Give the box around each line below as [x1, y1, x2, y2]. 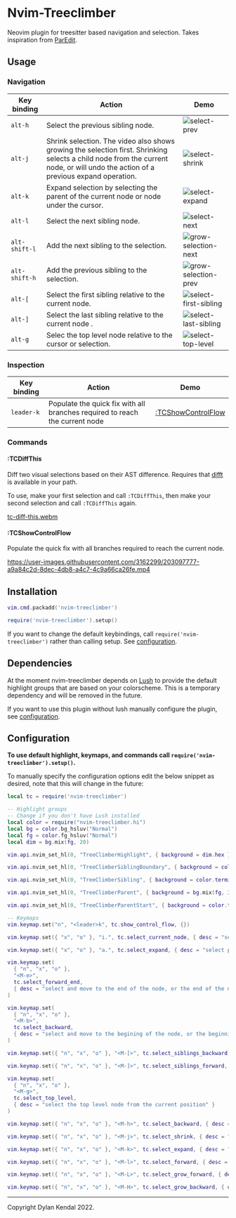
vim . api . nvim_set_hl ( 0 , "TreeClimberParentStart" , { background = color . [7, 902, 228, 909]
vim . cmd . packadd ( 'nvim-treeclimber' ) [7, 604, 118, 612]
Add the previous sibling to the [46, 265, 147, 275]
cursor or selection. [46, 339, 111, 348]
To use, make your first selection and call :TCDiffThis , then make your [7, 492, 211, 500]
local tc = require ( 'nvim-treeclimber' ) [7, 793, 128, 800]
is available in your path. [7, 478, 78, 486]
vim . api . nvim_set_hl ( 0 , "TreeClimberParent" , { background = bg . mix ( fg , [7, 889, 225, 896]
